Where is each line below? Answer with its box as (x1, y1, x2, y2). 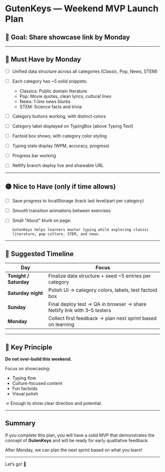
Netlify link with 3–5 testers (48, 307, 111, 314)
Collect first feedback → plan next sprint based (48, 315, 157, 322)
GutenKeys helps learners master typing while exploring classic (12, 227, 149, 233)
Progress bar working (12, 153, 56, 159)
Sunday (7, 304, 26, 311)
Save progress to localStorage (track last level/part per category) (12, 198, 144, 204)
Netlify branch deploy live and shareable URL (12, 163, 104, 169)
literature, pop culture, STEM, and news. (12, 232, 101, 236)
